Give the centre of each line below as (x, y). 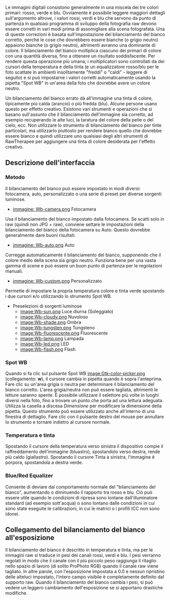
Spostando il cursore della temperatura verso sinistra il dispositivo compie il (84, 446)
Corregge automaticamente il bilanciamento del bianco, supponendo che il (83, 255)
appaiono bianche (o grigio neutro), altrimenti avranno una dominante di (80, 45)
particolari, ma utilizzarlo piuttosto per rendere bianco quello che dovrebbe (84, 131)
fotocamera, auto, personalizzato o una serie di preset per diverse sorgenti (83, 194)
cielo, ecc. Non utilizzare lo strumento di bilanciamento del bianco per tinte (83, 125)
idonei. (12, 514)
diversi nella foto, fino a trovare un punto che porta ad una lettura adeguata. (84, 400)
